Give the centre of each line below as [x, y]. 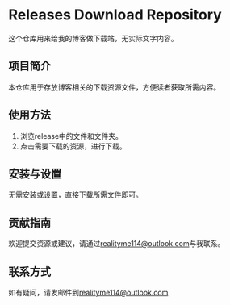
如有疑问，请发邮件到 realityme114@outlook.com [88, 292]
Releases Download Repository [115, 15]
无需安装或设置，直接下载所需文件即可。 [75, 194]
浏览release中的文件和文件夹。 [71, 136]
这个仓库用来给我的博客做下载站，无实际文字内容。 [93, 38]
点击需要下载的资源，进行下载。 [73, 146]
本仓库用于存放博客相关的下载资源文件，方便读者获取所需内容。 [114, 87]
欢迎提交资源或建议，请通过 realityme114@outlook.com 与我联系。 [117, 244]
